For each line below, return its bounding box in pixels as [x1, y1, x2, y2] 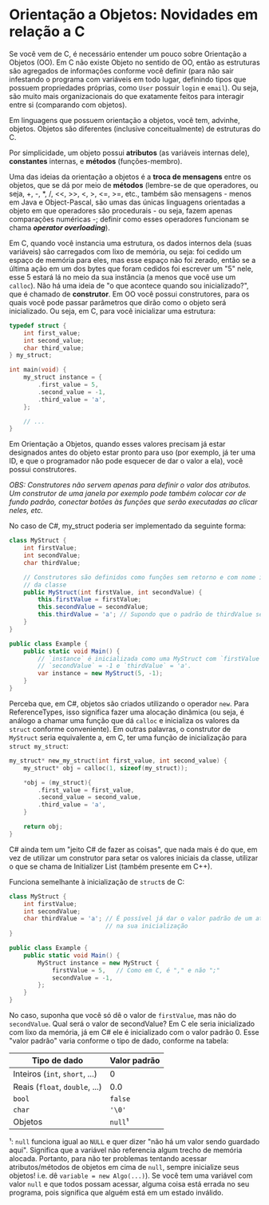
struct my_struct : [9, 741, 69, 750]
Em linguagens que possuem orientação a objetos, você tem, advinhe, [9, 115, 240, 125]
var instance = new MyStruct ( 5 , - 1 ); [38, 670, 163, 678]
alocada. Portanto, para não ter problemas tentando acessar [9, 1154, 208, 1163]
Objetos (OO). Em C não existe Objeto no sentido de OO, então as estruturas [9, 58, 260, 67]
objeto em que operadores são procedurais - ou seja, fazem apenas [9, 205, 233, 215]
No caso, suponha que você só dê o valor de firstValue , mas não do [9, 1011, 237, 1020]
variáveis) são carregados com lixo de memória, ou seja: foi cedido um [9, 246, 242, 257]
